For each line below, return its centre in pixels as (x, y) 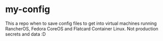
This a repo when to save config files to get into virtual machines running (81, 23)
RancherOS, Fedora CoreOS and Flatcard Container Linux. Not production (82, 28)
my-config (28, 9)
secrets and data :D (26, 34)
